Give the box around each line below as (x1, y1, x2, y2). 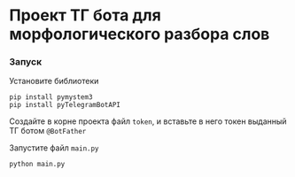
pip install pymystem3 (9, 93, 93, 102)
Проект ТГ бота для (9, 5, 161, 26)
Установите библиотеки (9, 76, 99, 87)
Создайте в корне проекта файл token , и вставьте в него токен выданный (9, 116, 287, 127)
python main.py (9, 160, 66, 169)
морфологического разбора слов (9, 24, 270, 44)
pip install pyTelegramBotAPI (9, 101, 121, 110)
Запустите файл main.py (9, 142, 99, 153)
